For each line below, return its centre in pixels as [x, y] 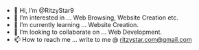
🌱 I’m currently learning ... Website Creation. [76, 25]
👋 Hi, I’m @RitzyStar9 [44, 10]
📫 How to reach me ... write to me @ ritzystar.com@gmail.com [103, 40]
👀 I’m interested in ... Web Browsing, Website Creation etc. [96, 18]
